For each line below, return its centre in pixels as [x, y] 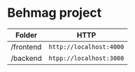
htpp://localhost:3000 [86, 58]
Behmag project [55, 13]
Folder [26, 35]
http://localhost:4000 [86, 46]
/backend [26, 58]
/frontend [26, 47]
